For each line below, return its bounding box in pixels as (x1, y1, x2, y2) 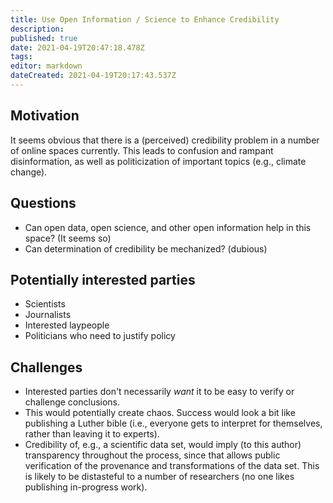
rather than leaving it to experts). (24, 428, 160, 440)
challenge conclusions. (24, 396, 121, 408)
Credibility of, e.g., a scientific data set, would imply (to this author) (24, 439, 302, 451)
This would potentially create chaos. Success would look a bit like (24, 407, 296, 419)
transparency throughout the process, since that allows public (24, 449, 281, 461)
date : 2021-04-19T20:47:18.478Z (10, 42, 145, 53)
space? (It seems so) (24, 232, 112, 244)
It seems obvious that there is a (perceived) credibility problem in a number (10, 134, 320, 146)
